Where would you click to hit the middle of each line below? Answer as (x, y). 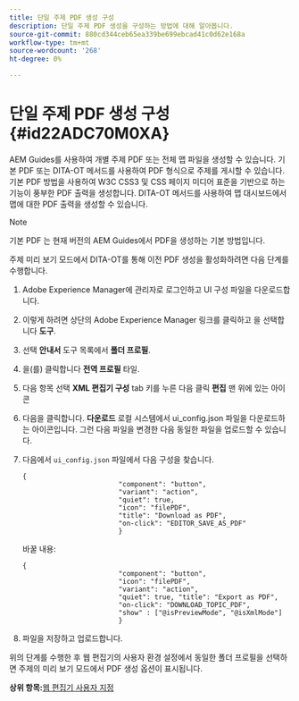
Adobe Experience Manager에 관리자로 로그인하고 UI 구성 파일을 (137, 289)
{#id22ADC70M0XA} (90, 134)
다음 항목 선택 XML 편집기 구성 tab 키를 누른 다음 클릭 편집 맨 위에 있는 (145, 388)
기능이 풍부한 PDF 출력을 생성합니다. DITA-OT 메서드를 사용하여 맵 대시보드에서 (148, 192)
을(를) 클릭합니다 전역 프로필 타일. (81, 368)
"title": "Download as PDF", (172, 515)
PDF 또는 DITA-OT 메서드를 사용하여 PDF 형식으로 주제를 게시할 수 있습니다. (152, 170)
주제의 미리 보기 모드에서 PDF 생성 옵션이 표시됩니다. (111, 668)
